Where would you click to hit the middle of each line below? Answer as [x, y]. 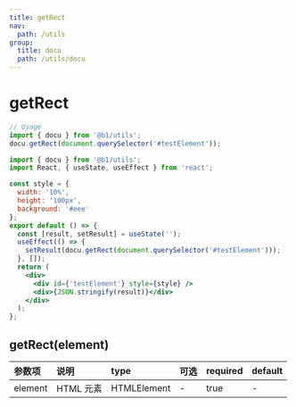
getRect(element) [59, 345]
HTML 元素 [79, 389]
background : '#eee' [53, 209]
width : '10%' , [43, 193]
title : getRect [37, 17]
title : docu [40, 51]
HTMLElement [141, 388]
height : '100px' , [49, 201]
